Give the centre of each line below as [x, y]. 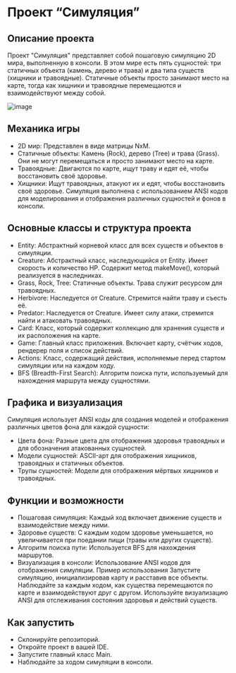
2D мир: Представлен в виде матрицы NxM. [84, 146]
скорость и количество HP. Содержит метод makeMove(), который [118, 268]
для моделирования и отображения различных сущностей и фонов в [122, 198]
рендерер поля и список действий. [70, 350]
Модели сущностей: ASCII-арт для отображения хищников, [107, 456]
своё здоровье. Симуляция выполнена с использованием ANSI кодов [123, 191]
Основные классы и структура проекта [99, 228]
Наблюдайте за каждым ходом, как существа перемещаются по [115, 585]
